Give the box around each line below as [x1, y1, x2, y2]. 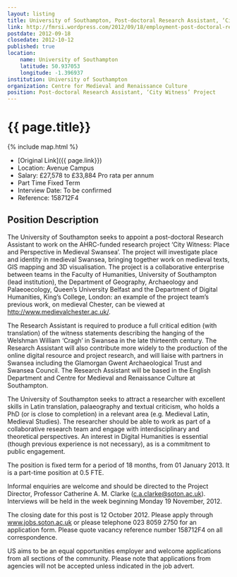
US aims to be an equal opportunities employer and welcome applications [7, 547, 221, 555]
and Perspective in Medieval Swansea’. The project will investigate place [7, 247, 218, 256]
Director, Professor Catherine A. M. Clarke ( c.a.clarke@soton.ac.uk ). [7, 489, 206, 497]
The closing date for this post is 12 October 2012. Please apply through [7, 510, 214, 519]
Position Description [7, 214, 99, 226]
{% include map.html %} [7, 142, 79, 151]
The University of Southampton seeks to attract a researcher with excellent [7, 395, 226, 403]
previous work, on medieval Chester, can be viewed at [7, 300, 165, 309]
